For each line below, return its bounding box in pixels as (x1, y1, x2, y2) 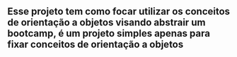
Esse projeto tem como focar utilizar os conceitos (7, 6, 231, 18)
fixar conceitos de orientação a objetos (7, 39, 184, 51)
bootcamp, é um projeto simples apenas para (7, 27, 211, 39)
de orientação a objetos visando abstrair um (7, 17, 206, 29)
